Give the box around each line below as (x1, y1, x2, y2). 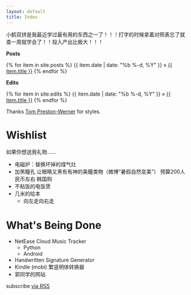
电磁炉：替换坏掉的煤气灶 (14, 161, 77, 168)
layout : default (6, 8, 46, 15)
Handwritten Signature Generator (14, 256, 95, 264)
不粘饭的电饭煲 (14, 183, 51, 190)
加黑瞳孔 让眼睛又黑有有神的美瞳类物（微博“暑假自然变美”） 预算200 (14, 168, 180, 175)
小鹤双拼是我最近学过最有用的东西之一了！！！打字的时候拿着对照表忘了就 (6, 30, 185, 38)
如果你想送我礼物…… (6, 148, 57, 155)
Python (23, 244, 41, 251)
